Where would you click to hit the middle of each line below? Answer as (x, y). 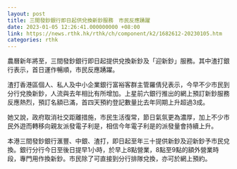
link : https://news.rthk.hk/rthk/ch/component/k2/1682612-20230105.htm (115, 33)
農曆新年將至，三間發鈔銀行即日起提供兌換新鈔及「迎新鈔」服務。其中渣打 (115, 61)
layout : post (26, 14)
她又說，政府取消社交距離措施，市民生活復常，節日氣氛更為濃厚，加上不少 (115, 118)
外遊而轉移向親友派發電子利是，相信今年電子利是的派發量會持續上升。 (115, 126)
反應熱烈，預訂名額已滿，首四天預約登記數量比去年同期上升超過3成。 (108, 102)
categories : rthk (33, 40)
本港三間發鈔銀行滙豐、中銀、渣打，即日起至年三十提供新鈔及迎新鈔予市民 (115, 141)
